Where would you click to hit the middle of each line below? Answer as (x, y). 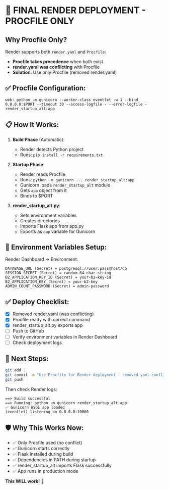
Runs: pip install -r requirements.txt (61, 155)
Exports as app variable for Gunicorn (58, 231)
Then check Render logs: (31, 389)
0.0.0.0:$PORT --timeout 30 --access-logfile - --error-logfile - (76, 104)
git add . (16, 370)
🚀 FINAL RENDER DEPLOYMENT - (76, 10)
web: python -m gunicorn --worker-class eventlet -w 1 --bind (72, 100)
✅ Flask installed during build (43, 454)
